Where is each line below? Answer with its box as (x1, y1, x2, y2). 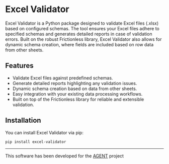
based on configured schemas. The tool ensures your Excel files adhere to (5, 25, 159, 31)
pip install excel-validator (5, 139, 66, 144)
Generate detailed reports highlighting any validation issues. (12, 80, 137, 86)
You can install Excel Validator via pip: (5, 129, 84, 135)
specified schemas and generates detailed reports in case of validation (5, 31, 152, 37)
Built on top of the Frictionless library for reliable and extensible (12, 96, 144, 102)
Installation (5, 116, 41, 125)
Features (5, 61, 34, 70)
